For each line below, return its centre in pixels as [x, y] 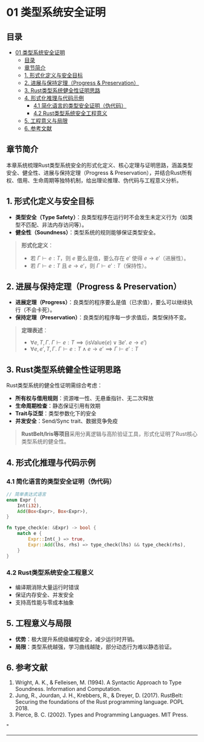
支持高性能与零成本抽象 [44, 602]
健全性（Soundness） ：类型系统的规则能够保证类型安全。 [87, 232]
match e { [30, 534]
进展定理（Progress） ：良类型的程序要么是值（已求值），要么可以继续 [101, 302]
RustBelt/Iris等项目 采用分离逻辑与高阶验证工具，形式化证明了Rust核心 [109, 434]
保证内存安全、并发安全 [44, 594]
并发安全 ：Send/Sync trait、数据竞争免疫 [66, 421]
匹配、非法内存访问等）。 [56, 225]
